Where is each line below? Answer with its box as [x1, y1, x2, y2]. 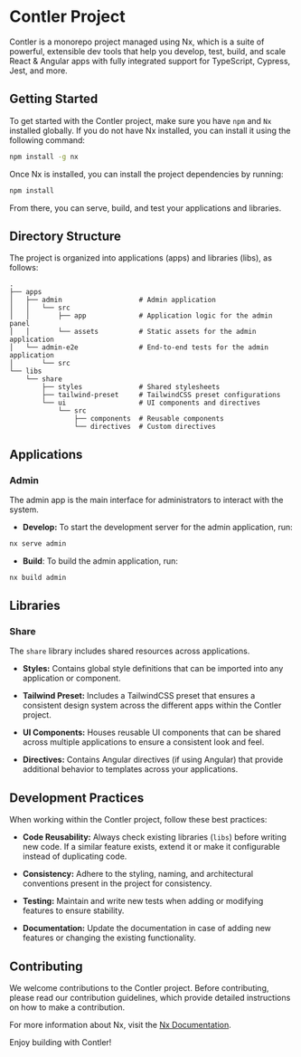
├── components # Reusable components [73, 414, 224, 424]
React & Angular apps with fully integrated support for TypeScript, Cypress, [9, 55, 291, 66]
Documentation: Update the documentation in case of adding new [22, 923, 271, 934]
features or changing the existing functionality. [22, 932, 197, 943]
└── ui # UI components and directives [42, 398, 260, 408]
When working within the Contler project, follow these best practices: [9, 814, 268, 825]
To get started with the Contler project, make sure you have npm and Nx [9, 115, 272, 126]
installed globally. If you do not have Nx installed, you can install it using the [9, 125, 291, 136]
